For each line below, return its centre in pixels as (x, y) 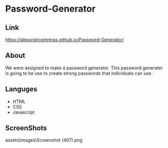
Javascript (24, 112)
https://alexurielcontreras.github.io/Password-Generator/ (65, 40)
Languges (22, 89)
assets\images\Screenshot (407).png (44, 140)
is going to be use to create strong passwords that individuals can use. (79, 73)
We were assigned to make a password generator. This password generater (84, 68)
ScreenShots (26, 128)
